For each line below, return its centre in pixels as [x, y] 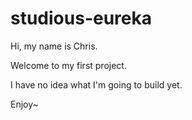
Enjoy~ [24, 104]
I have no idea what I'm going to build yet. [96, 84]
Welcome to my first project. [68, 65]
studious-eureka [81, 18]
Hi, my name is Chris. [54, 46]
